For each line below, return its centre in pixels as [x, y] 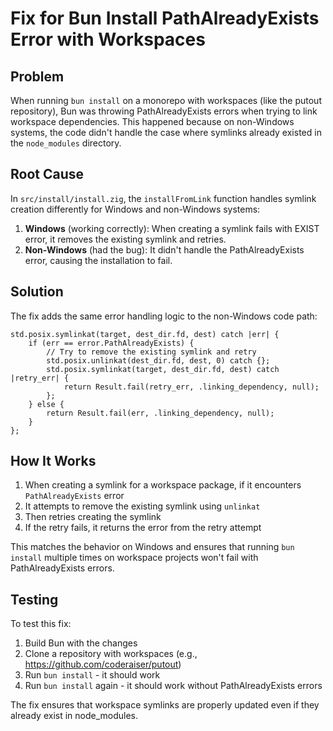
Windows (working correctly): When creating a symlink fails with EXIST [172, 228]
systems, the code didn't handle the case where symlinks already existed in [166, 132]
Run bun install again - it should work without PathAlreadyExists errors [173, 686]
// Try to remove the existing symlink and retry [151, 352]
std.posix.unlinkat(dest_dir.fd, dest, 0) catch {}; [158, 360]
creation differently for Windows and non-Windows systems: [135, 209]
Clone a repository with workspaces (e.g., [111, 654]
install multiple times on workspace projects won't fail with [134, 558]
